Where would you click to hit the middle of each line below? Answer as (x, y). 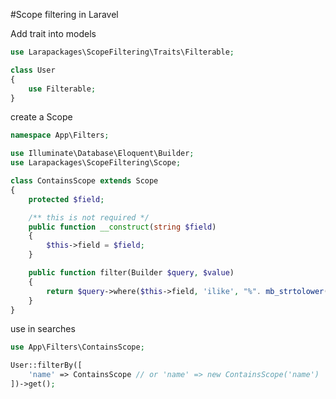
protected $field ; (66, 199)
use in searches (43, 329)
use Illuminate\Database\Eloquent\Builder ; (102, 154)
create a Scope (41, 117)
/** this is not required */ (89, 217)
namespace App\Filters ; (60, 135)
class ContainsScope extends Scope (84, 181)
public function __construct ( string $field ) (122, 227)
